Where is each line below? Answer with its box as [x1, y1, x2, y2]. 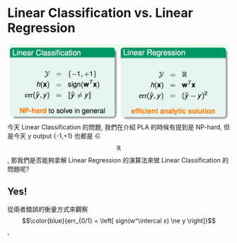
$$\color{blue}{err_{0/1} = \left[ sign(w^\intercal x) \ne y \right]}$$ [21, 217, 216, 225]
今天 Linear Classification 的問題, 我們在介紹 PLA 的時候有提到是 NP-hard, [7, 122, 223, 131]
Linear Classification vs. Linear [7, 5, 193, 21]
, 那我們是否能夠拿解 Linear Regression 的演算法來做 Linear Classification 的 [7, 155, 229, 164]
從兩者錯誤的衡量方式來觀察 [7, 205, 88, 213]
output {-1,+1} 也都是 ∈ [33, 131, 101, 140]
